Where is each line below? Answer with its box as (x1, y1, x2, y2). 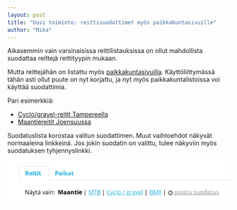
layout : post (7, 11, 46, 18)
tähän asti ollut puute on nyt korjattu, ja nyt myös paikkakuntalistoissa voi (7, 75, 221, 84)
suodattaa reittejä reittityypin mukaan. (7, 54, 118, 63)
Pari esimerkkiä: (7, 96, 54, 105)
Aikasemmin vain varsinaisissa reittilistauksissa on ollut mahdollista (7, 47, 203, 55)
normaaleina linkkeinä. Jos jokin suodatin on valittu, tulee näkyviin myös (7, 139, 217, 148)
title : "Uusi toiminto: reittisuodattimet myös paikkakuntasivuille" (7, 18, 217, 26)
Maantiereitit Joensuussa (17, 117, 92, 127)
